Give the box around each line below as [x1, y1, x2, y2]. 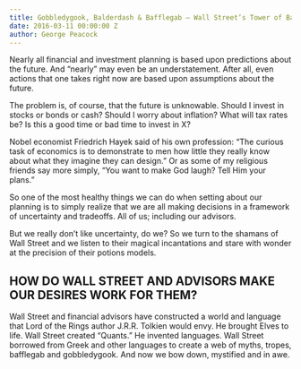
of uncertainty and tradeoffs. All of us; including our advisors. [9, 211, 236, 222]
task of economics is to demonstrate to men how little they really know [9, 146, 271, 157]
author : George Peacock [9, 30, 99, 39]
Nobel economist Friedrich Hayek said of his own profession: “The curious [9, 136, 284, 148]
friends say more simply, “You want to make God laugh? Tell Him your [9, 165, 267, 176]
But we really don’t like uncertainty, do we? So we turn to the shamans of [9, 228, 279, 239]
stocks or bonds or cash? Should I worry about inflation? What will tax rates [9, 109, 288, 121]
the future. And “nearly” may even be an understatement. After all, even [9, 64, 274, 74]
